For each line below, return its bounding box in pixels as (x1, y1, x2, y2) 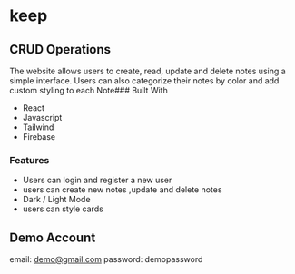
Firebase (22, 132, 56, 142)
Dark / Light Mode (22, 194, 91, 205)
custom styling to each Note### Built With (9, 85, 168, 95)
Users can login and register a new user (22, 174, 172, 186)
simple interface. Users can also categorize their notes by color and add (9, 75, 280, 86)
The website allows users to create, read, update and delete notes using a (9, 65, 286, 76)
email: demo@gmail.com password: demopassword (9, 254, 203, 265)
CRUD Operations (9, 42, 112, 57)
